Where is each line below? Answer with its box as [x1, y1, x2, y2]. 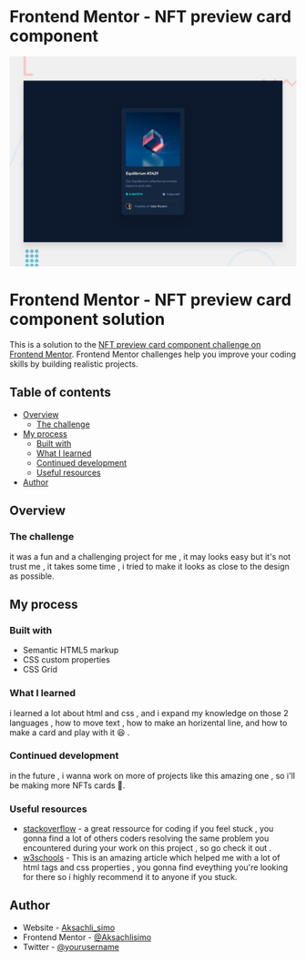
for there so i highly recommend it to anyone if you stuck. [22, 872, 238, 883]
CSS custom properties [22, 654, 111, 665]
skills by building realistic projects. [9, 359, 138, 369]
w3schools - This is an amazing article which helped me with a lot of [22, 853, 280, 864]
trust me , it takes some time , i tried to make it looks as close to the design [9, 561, 290, 572]
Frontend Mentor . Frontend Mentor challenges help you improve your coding [9, 349, 297, 360]
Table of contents [9, 385, 111, 400]
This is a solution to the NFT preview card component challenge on [9, 339, 261, 350]
